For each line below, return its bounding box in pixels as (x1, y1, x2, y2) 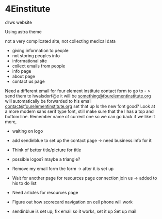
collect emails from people (12, 63, 65, 69)
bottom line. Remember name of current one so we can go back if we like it (5, 113, 155, 119)
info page (12, 68, 32, 74)
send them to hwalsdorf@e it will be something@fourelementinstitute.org (5, 93, 151, 99)
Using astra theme (5, 29, 42, 34)
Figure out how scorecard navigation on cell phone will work (12, 199, 133, 204)
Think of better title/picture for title (12, 147, 81, 153)
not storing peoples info (12, 52, 60, 59)
